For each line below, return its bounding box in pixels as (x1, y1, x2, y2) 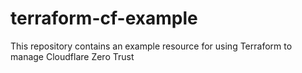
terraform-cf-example (10, 7, 198, 30)
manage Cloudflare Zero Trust (10, 50, 135, 62)
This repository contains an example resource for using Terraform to (10, 40, 293, 52)
